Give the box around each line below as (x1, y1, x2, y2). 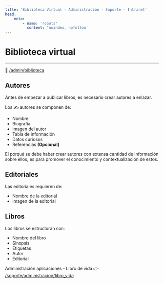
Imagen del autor (12, 126, 46, 132)
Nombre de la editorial (12, 193, 57, 199)
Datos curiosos (12, 136, 43, 142)
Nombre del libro (12, 235, 46, 240)
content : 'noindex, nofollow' (26, 25, 89, 30)
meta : (14, 16, 25, 21)
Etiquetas (12, 245, 32, 251)
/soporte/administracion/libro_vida (5, 272, 74, 278)
